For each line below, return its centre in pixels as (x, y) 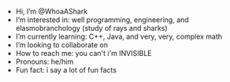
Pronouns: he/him (45, 61)
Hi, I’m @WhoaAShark (52, 11)
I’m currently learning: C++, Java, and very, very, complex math (119, 36)
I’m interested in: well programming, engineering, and (102, 20)
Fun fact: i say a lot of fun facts (66, 70)
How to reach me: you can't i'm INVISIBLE (83, 53)
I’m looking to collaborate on (62, 45)
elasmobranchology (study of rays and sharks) (91, 28)
